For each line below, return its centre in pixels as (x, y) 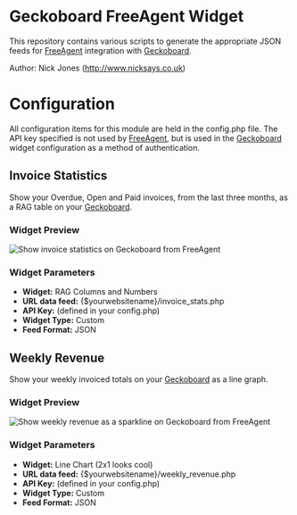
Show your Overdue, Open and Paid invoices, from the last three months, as (148, 197)
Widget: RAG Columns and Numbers (90, 292)
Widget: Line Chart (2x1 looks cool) (87, 464)
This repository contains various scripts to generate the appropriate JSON (145, 41)
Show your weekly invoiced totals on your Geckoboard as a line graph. (139, 379)
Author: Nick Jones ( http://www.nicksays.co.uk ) (97, 68)
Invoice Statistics (58, 176)
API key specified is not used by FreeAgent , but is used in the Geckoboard (146, 138)
